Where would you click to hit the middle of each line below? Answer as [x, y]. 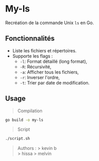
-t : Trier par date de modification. [55, 83]
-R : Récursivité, [35, 66]
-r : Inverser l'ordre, [40, 77]
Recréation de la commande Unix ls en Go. [49, 23]
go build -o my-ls [24, 120]
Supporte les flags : [32, 56]
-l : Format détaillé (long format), [53, 61]
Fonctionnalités [30, 38]
